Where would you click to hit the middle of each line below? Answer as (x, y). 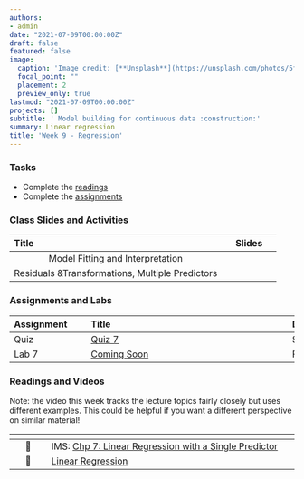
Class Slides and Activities (69, 220)
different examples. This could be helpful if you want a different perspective (151, 411)
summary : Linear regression (62, 128)
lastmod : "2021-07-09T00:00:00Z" (72, 102)
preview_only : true (54, 93)
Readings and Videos (57, 381)
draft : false (34, 43)
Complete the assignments (72, 196)
